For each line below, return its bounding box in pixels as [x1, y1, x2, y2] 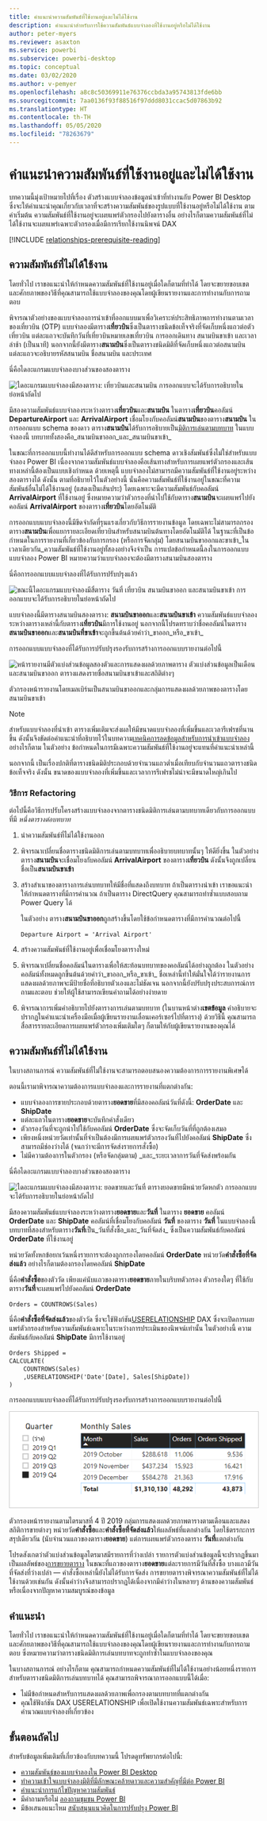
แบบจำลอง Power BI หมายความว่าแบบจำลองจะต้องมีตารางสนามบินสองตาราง [9, 553, 212, 563]
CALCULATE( [9, 1357, 45, 1365]
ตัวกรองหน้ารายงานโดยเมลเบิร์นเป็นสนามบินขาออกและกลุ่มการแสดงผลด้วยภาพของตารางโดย [9, 684, 248, 694]
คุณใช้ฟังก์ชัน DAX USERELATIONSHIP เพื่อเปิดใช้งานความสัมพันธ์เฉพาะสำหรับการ [20, 1698, 248, 1707]
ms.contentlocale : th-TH [9, 114, 91, 122]
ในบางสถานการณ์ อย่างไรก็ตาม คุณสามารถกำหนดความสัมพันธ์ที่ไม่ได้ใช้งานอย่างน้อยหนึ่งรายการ [9, 1664, 257, 1674]
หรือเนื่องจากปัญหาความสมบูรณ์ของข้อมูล [9, 1586, 115, 1595]
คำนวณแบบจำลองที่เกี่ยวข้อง [20, 1707, 94, 1716]
